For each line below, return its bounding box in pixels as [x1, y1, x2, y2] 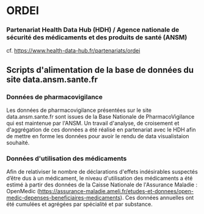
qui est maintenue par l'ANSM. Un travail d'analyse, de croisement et [6, 120, 180, 127]
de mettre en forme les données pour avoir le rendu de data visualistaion [6, 133, 189, 140]
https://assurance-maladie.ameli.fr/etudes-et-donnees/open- [38, 188, 194, 195]
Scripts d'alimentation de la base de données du [6, 65, 194, 75]
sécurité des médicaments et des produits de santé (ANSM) [6, 33, 188, 42]
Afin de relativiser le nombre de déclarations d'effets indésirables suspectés [6, 168, 199, 175]
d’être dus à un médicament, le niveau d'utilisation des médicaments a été [6, 175, 193, 182]
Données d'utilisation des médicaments [6, 154, 127, 163]
